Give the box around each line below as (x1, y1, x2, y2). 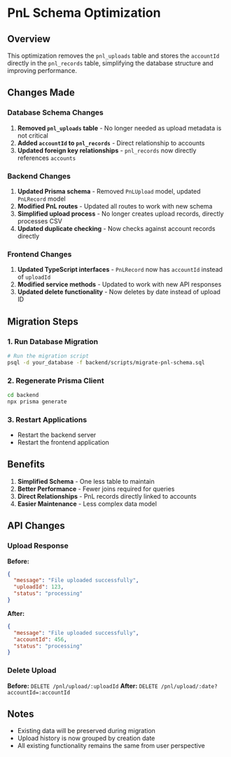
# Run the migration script (7, 353, 90, 360)
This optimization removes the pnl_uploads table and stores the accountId (7, 51, 220, 60)
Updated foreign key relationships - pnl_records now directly (17, 146, 197, 154)
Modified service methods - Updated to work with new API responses (17, 280, 222, 289)
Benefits (7, 459, 45, 470)
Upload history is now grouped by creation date (17, 734, 155, 742)
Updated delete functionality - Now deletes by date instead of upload (17, 288, 220, 296)
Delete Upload (7, 666, 57, 676)
